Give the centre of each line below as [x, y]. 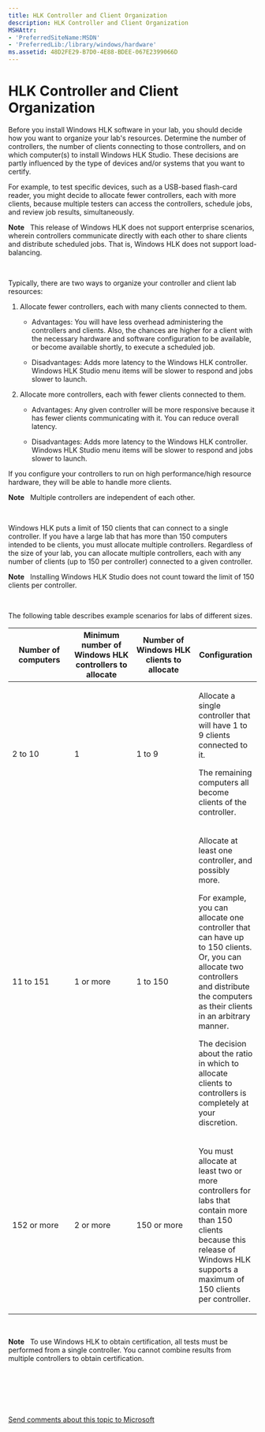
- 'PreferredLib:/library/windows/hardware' [82, 45]
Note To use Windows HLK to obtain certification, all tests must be [118, 1341]
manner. [214, 1026]
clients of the [222, 802]
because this [222, 1240]
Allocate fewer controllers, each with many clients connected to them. [133, 306]
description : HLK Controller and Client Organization [99, 23]
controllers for [224, 1190]
